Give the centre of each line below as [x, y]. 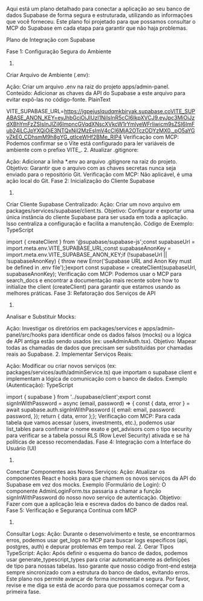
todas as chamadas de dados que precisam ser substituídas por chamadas [100, 348]
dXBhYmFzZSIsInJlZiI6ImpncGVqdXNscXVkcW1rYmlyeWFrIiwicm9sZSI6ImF [101, 124]
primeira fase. [24, 592]
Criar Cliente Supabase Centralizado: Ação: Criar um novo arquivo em [93, 204]
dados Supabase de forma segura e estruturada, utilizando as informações [100, 15]
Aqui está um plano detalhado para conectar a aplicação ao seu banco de [98, 9]
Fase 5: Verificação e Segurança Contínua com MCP [72, 510]
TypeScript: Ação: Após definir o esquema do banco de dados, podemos [97, 553]
